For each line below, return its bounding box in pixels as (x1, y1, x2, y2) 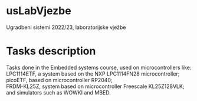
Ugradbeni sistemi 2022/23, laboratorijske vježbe (6, 24, 126, 31)
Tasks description (6, 44, 96, 58)
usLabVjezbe (6, 4, 72, 18)
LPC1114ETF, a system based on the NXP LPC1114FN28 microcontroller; (6, 70, 180, 77)
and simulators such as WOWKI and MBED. (6, 89, 111, 96)
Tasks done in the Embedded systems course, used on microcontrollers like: (6, 64, 192, 71)
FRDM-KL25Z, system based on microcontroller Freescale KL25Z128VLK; (6, 83, 185, 90)
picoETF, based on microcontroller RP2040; (6, 76, 113, 83)
